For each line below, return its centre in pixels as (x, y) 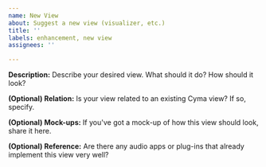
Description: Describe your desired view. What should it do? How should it (131, 75)
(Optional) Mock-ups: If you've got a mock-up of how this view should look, (133, 122)
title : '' (25, 30)
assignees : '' (32, 45)
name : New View (33, 16)
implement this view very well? (59, 155)
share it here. (30, 131)
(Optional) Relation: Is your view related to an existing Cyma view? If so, (127, 99)
